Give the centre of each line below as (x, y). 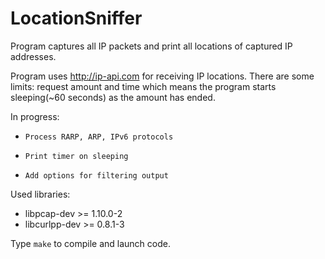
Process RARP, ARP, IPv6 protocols (99, 137)
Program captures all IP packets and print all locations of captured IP (151, 46)
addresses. (33, 56)
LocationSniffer (76, 18)
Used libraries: (40, 194)
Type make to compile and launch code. (90, 243)
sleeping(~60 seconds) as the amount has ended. (113, 97)
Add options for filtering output (96, 175)
